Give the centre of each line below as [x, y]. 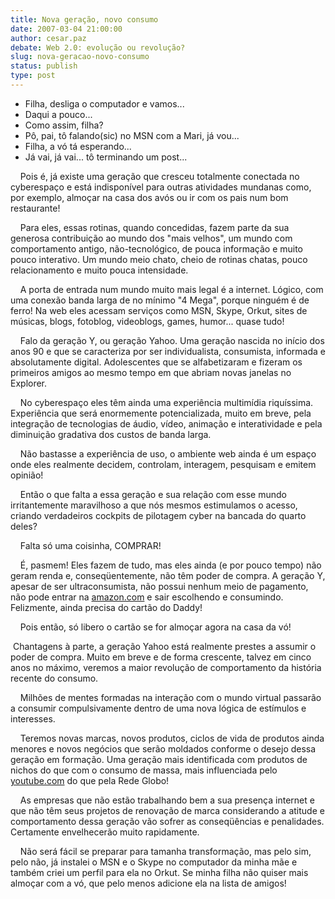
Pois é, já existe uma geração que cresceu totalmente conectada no [159, 176]
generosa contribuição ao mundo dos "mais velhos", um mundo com [151, 238]
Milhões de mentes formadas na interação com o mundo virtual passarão [170, 697]
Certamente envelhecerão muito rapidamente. [105, 832]
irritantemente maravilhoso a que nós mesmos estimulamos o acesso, [154, 505]
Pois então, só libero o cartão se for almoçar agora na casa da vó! [155, 627]
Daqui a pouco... [58, 114]
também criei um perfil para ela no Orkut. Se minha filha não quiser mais [159, 872]
